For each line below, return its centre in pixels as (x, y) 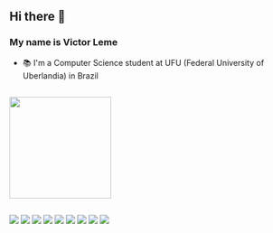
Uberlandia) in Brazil (61, 75)
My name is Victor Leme (64, 42)
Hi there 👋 (38, 17)
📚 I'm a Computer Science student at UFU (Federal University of (143, 62)
